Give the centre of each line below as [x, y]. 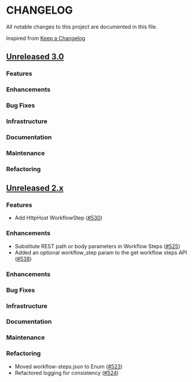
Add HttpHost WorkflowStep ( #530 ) [58, 218]
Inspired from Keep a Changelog [46, 38]
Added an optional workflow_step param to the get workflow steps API [101, 252]
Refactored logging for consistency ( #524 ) [67, 373]
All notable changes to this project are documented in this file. [82, 27]
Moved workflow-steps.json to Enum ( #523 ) [69, 366]
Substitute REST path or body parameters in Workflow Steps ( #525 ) [97, 246]
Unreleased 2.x [35, 188]
